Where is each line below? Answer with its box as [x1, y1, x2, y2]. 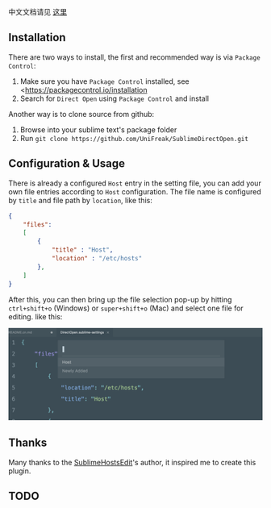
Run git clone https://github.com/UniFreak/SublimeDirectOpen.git [19, 133, 248, 143]
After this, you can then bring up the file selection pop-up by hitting [8, 294, 232, 304]
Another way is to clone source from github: [8, 109, 155, 119]
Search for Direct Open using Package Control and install [19, 94, 210, 103]
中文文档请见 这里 [8, 7, 67, 16]
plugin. [8, 466, 31, 476]
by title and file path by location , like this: [8, 195, 153, 205]
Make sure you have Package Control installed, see [19, 76, 190, 86]
